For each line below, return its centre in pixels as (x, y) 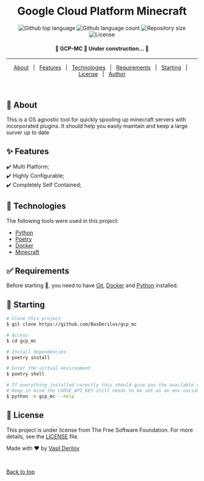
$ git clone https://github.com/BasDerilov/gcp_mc (72, 324)
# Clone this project (34, 319)
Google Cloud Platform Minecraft (102, 11)
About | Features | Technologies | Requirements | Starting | (100, 67)
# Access (17, 335)
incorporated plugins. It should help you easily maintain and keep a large (97, 126)
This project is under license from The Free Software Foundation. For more (100, 430)
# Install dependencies (36, 352)
